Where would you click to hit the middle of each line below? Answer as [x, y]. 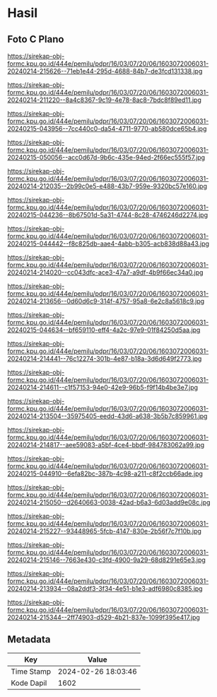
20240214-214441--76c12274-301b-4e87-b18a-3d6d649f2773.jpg [105, 358]
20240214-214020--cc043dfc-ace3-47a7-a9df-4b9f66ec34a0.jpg [105, 272]
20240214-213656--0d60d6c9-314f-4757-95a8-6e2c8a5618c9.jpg [106, 301]
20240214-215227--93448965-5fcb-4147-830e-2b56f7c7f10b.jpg [104, 531]
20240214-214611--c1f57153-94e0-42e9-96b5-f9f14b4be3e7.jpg [103, 387]
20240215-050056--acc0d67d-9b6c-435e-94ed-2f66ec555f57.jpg [106, 157]
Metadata [29, 639]
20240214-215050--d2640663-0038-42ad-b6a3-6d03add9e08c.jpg [109, 502]
